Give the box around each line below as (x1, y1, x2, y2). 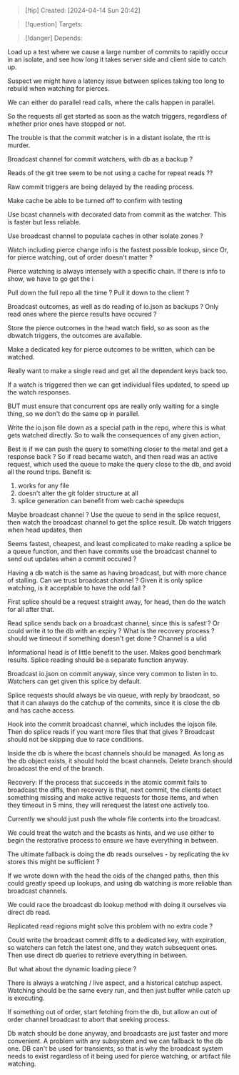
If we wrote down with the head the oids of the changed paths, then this (7, 871, 219, 880)
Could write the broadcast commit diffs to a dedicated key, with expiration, (7, 936, 227, 944)
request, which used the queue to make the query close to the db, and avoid (7, 460, 232, 468)
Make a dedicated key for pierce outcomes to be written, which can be (7, 345, 215, 353)
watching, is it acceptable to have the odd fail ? (7, 584, 146, 592)
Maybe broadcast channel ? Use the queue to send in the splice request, (7, 510, 221, 519)
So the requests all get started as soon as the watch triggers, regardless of (7, 112, 228, 120)
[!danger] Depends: (24, 34, 83, 42)
